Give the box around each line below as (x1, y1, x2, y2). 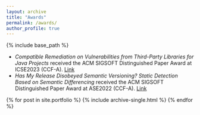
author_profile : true (6, 25, 60, 32)
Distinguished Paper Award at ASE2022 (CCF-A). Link (14, 85, 147, 92)
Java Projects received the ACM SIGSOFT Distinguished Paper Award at (14, 60, 192, 67)
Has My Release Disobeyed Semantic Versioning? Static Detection (14, 72, 179, 79)
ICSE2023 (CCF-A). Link (14, 66, 75, 73)
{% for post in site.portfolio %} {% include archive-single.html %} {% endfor (6, 97, 193, 104)
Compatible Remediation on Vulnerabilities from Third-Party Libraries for (14, 53, 194, 60)
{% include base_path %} (6, 42, 69, 49)
